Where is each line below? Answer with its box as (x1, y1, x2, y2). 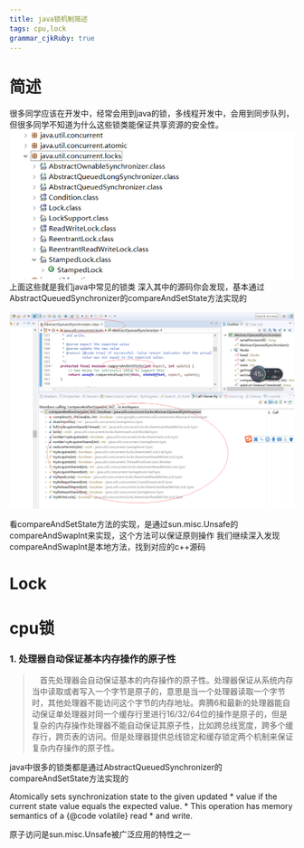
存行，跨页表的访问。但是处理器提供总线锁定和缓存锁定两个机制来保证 (31, 730, 294, 741)
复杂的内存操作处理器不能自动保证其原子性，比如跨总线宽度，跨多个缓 (31, 720, 294, 730)
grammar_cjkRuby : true (9, 33, 95, 42)
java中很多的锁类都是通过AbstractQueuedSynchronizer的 (9, 761, 223, 772)
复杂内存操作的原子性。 (31, 742, 119, 753)
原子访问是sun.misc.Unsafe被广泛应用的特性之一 (9, 828, 191, 840)
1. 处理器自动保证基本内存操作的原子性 (9, 652, 176, 664)
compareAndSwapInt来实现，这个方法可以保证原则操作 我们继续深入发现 (9, 530, 280, 542)
